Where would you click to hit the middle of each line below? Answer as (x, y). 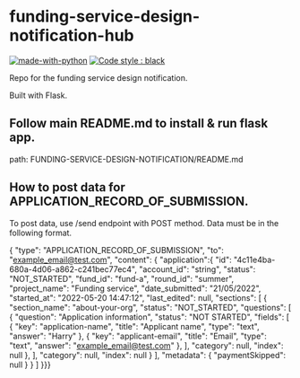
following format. (41, 233)
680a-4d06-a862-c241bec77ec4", (73, 269)
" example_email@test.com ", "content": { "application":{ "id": (120, 259)
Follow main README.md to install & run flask (139, 123)
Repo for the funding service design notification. (99, 77)
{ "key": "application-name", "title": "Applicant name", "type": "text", (134, 326)
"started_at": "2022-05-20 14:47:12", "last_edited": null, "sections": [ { (138, 297)
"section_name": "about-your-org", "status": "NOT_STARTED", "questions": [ (150, 307)
